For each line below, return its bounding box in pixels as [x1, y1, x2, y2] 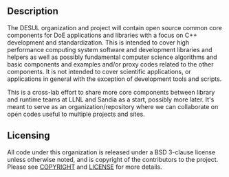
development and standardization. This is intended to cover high [7, 38, 190, 47]
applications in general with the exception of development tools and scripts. [7, 75, 222, 83]
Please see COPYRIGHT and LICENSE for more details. [7, 163, 163, 171]
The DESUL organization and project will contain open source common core [7, 23, 222, 32]
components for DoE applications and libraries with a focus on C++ [7, 31, 198, 39]
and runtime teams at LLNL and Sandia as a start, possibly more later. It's [7, 95, 215, 104]
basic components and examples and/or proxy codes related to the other [7, 60, 215, 68]
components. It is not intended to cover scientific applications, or [7, 67, 191, 75]
